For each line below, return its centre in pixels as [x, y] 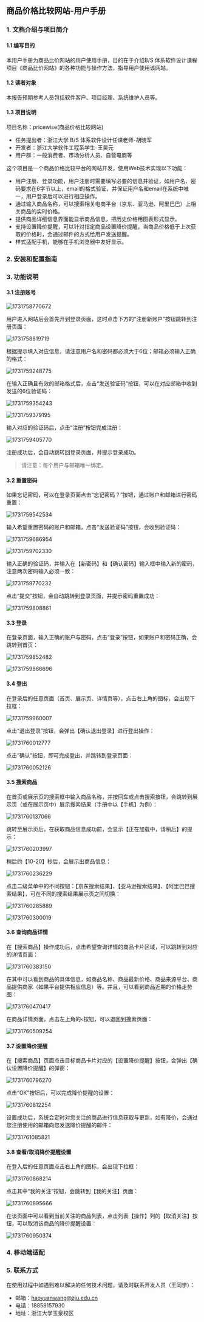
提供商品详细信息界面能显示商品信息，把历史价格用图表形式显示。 [97, 219]
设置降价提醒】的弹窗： [41, 1068]
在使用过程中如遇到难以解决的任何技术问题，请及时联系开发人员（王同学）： [101, 1285]
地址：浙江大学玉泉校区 [44, 1313]
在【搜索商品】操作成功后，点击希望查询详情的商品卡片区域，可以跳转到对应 [102, 946]
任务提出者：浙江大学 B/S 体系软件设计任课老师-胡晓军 [83, 140]
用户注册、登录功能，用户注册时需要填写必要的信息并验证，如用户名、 [103, 181]
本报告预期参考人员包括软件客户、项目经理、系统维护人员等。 [83, 97]
